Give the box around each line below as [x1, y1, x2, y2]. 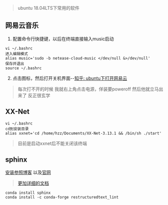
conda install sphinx [5, 190, 51, 195]
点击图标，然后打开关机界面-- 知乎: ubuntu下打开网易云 [12, 75, 128, 81]
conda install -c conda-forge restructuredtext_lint [5, 195, 119, 200]
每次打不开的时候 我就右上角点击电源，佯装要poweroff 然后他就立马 [17, 86, 159, 92]
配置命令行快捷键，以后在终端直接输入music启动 [12, 36, 114, 42]
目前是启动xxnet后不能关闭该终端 [17, 140, 88, 147]
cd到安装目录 [5, 126, 29, 131]
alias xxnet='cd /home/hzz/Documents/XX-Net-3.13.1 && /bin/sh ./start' [5, 131, 162, 136]
